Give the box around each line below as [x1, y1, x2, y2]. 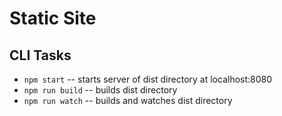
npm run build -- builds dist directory [23, 84, 178, 96]
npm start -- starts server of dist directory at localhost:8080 [23, 73, 273, 85]
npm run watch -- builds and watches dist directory [23, 95, 233, 106]
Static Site [9, 7, 97, 30]
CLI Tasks [9, 47, 72, 64]
